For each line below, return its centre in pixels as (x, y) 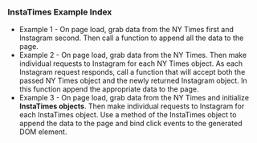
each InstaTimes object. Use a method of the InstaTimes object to (128, 115)
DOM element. (43, 132)
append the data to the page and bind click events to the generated (131, 124)
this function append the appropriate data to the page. (109, 89)
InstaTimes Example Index (60, 12)
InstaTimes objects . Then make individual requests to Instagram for (132, 106)
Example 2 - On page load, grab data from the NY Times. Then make (133, 55)
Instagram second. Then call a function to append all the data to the (131, 38)
